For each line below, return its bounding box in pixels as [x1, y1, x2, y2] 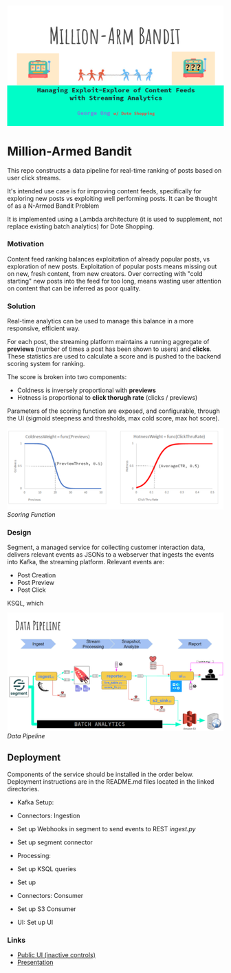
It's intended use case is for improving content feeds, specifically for [7, 186, 201, 195]
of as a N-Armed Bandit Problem [7, 202, 100, 210]
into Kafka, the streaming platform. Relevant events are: [7, 557, 165, 566]
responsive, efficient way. [7, 324, 80, 332]
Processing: [16, 851, 52, 859]
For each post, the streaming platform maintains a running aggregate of [7, 338, 210, 346]
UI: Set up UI [16, 918, 54, 926]
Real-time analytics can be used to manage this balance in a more [7, 317, 194, 325]
